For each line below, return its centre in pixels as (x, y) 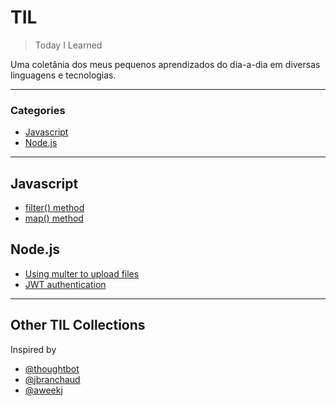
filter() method (54, 208)
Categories (38, 110)
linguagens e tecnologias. (63, 75)
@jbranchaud (52, 379)
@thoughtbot (52, 368)
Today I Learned (68, 45)
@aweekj (43, 390)
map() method (54, 218)
